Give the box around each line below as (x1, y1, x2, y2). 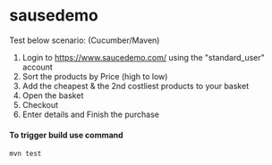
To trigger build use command (9, 129, 123, 140)
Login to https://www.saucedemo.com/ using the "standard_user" (21, 52, 266, 62)
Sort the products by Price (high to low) (21, 70, 168, 81)
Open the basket (21, 90, 84, 101)
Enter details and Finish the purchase (21, 109, 159, 120)
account (21, 62, 54, 72)
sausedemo (9, 5, 98, 26)
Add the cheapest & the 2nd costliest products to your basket (21, 80, 249, 91)
